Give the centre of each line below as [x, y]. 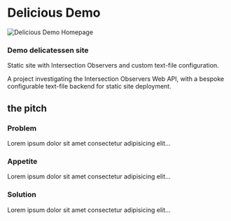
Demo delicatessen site [48, 50]
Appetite [22, 161]
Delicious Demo [54, 13]
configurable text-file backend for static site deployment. [89, 86]
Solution [22, 195]
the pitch [27, 108]
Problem [22, 128]
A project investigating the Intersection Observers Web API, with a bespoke [116, 79]
